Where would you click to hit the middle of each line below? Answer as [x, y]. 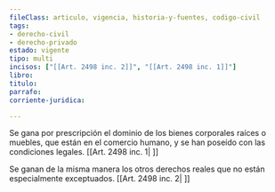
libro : [21, 76]
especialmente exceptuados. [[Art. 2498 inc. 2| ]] [100, 179]
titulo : [24, 84]
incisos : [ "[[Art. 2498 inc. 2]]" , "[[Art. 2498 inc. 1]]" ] [123, 68]
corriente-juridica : [48, 100]
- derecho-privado [43, 42]
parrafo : [25, 92]
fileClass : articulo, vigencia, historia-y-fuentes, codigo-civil [135, 17]
